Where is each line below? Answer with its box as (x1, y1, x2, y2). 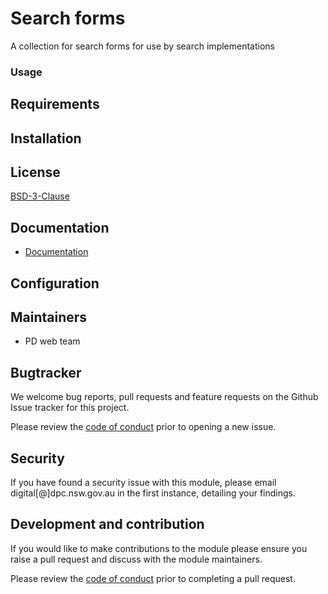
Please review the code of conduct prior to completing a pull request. (10, 572, 296, 584)
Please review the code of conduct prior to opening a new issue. (10, 421, 277, 433)
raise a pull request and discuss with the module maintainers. (10, 553, 263, 565)
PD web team (24, 335, 81, 347)
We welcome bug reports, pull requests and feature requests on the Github (10, 391, 319, 403)
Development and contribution (10, 516, 205, 533)
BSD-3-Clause (10, 190, 70, 202)
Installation (10, 130, 82, 147)
